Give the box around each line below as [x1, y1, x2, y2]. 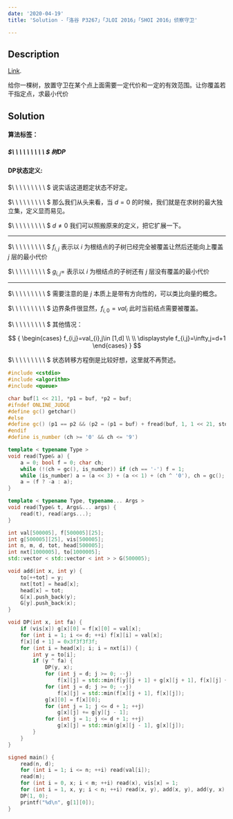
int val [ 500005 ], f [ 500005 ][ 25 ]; [8, 529, 104, 536]
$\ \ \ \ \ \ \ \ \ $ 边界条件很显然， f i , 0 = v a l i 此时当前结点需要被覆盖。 [8, 304, 203, 314]
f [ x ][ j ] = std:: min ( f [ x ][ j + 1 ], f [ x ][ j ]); [57, 689, 185, 697]
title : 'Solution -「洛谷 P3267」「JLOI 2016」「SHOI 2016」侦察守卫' [8, 17, 198, 24]
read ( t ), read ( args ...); [20, 510, 92, 517]
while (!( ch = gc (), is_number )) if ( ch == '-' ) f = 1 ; [20, 465, 185, 472]
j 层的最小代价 [8, 252, 48, 261]
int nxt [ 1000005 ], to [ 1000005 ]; [8, 549, 101, 555]
